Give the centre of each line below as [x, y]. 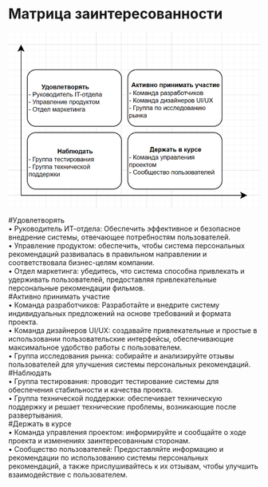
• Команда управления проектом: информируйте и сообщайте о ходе [127, 433]
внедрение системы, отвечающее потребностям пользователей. [120, 237]
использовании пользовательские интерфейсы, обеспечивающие [121, 339]
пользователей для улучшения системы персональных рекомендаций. [130, 365]
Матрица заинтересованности [116, 14]
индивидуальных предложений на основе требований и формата [120, 314]
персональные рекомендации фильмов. [77, 288]
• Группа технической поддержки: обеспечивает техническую [115, 398]
